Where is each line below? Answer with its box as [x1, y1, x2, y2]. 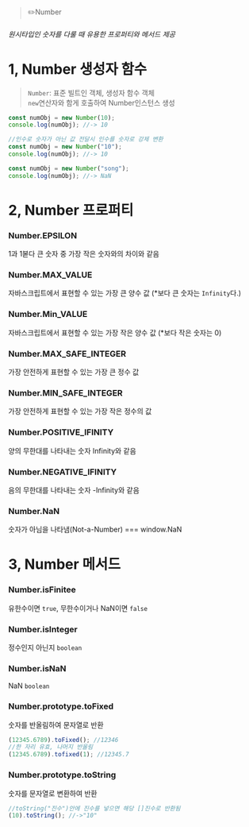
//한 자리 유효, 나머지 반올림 [8, 743, 94, 752]
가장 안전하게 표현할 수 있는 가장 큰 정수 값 [8, 367, 140, 377]
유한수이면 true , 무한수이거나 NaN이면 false [8, 603, 148, 613]
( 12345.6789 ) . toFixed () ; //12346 [8, 736, 119, 744]
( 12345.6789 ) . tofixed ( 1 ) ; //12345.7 [8, 751, 129, 759]
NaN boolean [8, 681, 50, 690]
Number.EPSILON [8, 230, 78, 241]
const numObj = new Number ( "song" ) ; [8, 164, 129, 172]
